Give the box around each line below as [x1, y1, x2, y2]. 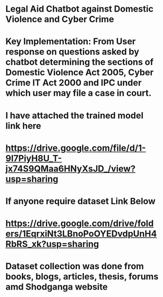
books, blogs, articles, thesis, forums [5, 271, 159, 282]
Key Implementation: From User [5, 36, 136, 47]
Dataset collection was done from [5, 261, 144, 272]
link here [5, 120, 41, 131]
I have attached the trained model [5, 110, 144, 121]
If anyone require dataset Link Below [5, 195, 156, 207]
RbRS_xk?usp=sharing [5, 239, 99, 250]
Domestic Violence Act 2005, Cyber [5, 67, 154, 78]
